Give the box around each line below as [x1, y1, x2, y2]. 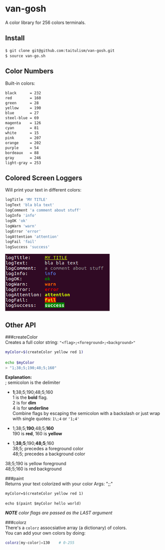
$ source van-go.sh [5, 53, 46, 58]
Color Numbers [5, 67, 54, 75]
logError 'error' [5, 229, 41, 234]
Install [5, 34, 25, 42]
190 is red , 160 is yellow [12, 431, 62, 437]
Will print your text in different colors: [5, 187, 82, 193]
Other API [5, 321, 36, 329]
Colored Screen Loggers [5, 174, 83, 182]
